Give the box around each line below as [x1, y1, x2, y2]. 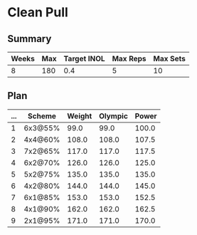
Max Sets [153, 54, 186, 63]
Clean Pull [7, 4, 69, 21]
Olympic [98, 111, 128, 121]
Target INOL [63, 54, 105, 63]
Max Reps [112, 54, 147, 63]
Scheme [27, 111, 57, 121]
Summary [7, 33, 52, 45]
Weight [67, 111, 92, 121]
